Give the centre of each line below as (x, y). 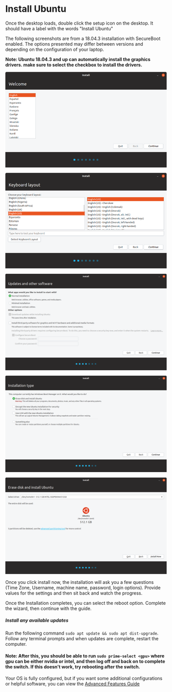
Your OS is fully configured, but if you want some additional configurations (84, 678)
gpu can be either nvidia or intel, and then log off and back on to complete (85, 661)
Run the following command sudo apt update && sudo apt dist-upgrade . (82, 633)
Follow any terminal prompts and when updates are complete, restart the (82, 639)
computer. (16, 644)
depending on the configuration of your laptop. (55, 49)
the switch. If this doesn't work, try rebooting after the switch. (73, 666)
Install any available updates (37, 620)
